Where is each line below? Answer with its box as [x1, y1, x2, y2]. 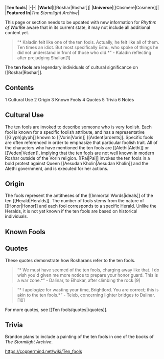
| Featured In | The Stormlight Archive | [5, 10, 79, 16]
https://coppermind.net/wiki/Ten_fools [5, 348, 82, 355]
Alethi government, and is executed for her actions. [5, 166, 109, 171]
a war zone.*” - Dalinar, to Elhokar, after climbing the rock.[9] [17, 277, 141, 283]
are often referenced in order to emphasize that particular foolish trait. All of [5, 140, 158, 145]
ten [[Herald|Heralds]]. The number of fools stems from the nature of [5, 198, 144, 204]
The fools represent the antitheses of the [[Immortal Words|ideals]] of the [5, 192, 153, 198]
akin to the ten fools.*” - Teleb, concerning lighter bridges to [17, 292, 139, 298]
